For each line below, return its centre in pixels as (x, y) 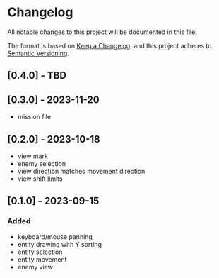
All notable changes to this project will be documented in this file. (102, 32)
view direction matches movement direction (81, 171)
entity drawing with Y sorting (60, 244)
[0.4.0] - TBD (37, 76)
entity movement (42, 259)
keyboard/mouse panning (55, 237)
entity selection (40, 252)
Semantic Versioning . (38, 53)
